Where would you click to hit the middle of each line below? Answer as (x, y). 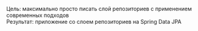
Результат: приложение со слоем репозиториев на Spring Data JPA (94, 22)
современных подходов (37, 15)
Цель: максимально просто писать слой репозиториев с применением (99, 9)
